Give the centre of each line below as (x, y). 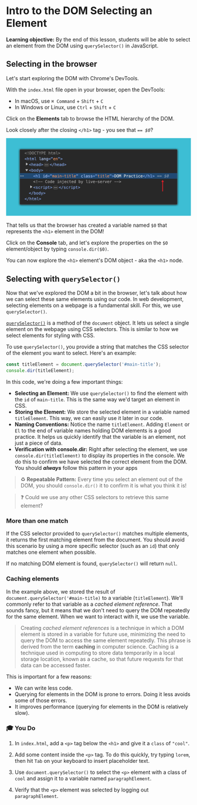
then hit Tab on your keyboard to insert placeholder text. (82, 760)
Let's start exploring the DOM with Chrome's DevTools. (73, 78)
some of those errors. (41, 700)
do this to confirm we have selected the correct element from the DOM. (101, 462)
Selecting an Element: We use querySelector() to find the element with (101, 393)
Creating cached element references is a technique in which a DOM (102, 627)
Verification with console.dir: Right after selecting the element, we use (101, 449)
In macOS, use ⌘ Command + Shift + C (59, 101)
